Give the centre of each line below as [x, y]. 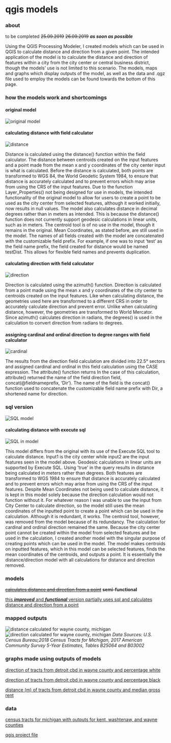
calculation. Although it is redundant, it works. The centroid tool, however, [83, 516]
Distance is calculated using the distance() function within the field [75, 154]
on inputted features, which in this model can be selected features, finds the [85, 549]
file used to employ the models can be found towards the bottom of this [80, 79]
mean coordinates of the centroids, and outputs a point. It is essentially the [84, 554]
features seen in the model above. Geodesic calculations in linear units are [83, 462]
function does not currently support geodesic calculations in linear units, [81, 219]
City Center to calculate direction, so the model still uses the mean [75, 505]
